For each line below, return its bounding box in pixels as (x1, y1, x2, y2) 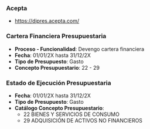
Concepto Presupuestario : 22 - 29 (14, 64, 100, 71)
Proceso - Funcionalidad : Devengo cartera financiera (14, 45, 145, 52)
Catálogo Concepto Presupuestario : (14, 104, 104, 111)
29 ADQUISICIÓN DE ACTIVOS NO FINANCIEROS (23, 117, 142, 124)
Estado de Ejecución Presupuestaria (6, 79, 111, 87)
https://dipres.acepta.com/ (14, 18, 80, 25)
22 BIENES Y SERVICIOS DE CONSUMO (23, 110, 120, 118)
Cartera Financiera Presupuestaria (6, 32, 107, 40)
